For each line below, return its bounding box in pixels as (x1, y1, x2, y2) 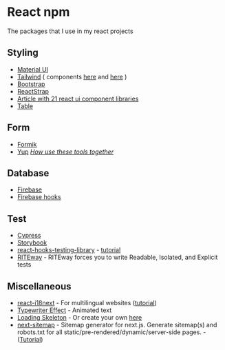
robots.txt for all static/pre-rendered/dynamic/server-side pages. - (17, 328, 206, 336)
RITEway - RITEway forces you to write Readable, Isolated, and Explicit (17, 253, 218, 262)
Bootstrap (17, 80, 45, 88)
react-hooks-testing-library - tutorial (17, 246, 121, 254)
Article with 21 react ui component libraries (17, 94, 139, 103)
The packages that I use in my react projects (7, 27, 133, 35)
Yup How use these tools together (17, 147, 114, 156)
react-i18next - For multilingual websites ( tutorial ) (17, 299, 157, 307)
